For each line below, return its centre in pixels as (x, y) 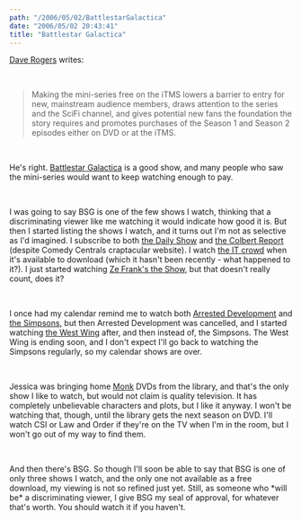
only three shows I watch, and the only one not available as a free (131, 479)
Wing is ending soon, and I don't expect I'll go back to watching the (134, 342)
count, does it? (37, 278)
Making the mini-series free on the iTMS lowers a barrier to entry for (158, 94)
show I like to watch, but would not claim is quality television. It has (133, 396)
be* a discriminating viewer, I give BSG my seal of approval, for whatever (144, 498)
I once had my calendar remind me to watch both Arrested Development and (151, 313)
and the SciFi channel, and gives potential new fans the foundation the (161, 114)
